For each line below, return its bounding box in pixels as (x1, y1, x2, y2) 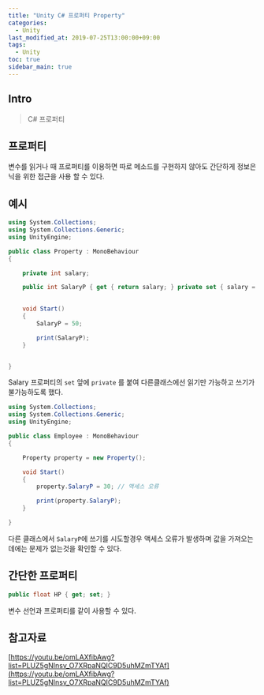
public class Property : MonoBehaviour (8, 247, 139, 255)
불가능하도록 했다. (8, 388, 64, 397)
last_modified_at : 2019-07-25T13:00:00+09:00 (8, 33, 160, 42)
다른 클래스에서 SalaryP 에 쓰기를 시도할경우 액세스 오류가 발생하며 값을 (8, 534, 227, 543)
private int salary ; (22, 269, 90, 277)
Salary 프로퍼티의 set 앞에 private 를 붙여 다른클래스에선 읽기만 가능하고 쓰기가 (8, 378, 255, 387)
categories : (8, 19, 47, 27)
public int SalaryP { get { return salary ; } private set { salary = (22, 284, 256, 291)
